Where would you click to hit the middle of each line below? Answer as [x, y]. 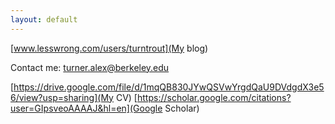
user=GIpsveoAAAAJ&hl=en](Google [86, 108]
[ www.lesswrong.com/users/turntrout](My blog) [109, 48]
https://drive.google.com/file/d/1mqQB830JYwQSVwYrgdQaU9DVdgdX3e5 [169, 87]
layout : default [44, 19]
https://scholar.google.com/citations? [214, 97]
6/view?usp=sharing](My [62, 97]
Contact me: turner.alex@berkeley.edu [90, 67]
